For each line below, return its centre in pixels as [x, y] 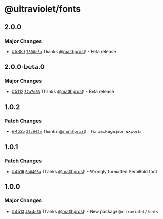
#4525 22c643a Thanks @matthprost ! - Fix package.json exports [76, 131]
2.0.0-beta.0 [24, 67]
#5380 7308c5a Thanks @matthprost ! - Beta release [64, 51]
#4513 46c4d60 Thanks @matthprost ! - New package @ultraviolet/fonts [85, 211]
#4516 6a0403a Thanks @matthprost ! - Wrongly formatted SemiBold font [84, 171]
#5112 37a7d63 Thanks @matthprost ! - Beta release [63, 91]
